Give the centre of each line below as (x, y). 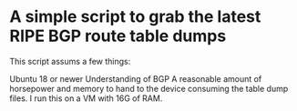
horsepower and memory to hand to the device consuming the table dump (149, 88)
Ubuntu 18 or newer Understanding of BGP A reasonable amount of (136, 78)
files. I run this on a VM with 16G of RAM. (86, 98)
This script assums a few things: (70, 61)
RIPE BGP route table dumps (118, 36)
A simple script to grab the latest (135, 17)
